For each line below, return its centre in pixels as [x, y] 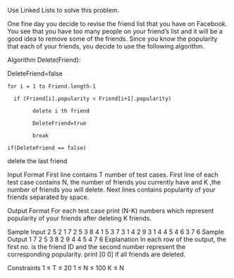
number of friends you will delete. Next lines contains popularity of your [112, 190]
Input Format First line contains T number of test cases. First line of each [113, 175]
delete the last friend [37, 161]
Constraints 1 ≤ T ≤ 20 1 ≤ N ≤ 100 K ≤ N [66, 268]
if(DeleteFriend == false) [47, 148]
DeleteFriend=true [60, 123]
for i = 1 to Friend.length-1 [52, 87]
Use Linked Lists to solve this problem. [63, 10]
